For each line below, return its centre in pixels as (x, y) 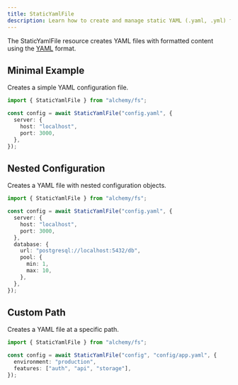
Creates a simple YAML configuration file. (68, 88)
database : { (32, 244)
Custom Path (36, 312)
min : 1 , (38, 264)
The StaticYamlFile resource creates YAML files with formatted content (110, 40)
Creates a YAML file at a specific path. (63, 330)
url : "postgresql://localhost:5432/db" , (80, 251)
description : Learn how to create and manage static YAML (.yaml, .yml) (117, 21)
